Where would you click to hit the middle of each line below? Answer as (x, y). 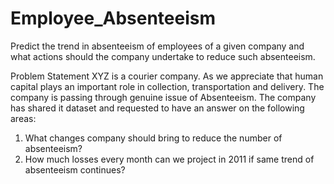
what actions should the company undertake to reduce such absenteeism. (163, 56)
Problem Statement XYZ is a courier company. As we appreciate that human (167, 76)
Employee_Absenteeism (113, 18)
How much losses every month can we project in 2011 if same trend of (169, 159)
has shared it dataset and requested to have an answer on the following (157, 108)
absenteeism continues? (75, 169)
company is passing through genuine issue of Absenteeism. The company (163, 97)
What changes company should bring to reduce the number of (153, 138)
